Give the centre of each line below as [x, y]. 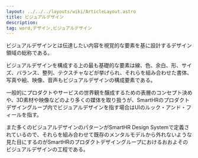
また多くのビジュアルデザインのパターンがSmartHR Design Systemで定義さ [98, 127]
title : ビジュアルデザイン [35, 17]
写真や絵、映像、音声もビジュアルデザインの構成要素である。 [81, 80]
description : [22, 22]
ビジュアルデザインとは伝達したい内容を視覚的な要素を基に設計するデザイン [99, 45]
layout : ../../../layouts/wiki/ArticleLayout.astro [71, 11]
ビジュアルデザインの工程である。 [47, 149]
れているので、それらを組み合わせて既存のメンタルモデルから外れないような [99, 135]
